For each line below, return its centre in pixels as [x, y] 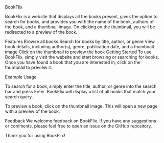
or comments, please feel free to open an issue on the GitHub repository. [79, 126]
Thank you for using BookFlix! [35, 135]
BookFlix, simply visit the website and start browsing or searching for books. [82, 57]
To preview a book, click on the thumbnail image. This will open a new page [81, 106]
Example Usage [21, 77]
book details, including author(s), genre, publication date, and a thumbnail [80, 47]
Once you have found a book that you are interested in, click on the [73, 62]
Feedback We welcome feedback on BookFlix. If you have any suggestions [81, 121]
